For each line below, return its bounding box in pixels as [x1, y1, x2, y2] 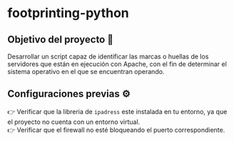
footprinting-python [7, 5, 130, 21]
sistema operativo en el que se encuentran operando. [7, 68, 165, 75]
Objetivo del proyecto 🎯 [7, 33, 114, 46]
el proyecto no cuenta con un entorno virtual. [7, 117, 141, 126]
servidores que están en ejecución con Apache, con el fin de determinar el [7, 60, 227, 68]
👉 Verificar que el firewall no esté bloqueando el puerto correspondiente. [7, 125, 225, 134]
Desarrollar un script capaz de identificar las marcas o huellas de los [7, 52, 209, 61]
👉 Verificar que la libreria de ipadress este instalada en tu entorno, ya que [7, 107, 228, 115]
